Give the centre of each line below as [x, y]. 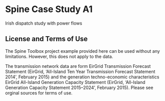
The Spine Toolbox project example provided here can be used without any [82, 51]
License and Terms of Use [46, 39]
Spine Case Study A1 [49, 9]
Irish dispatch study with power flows [44, 23]
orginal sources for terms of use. [39, 93]
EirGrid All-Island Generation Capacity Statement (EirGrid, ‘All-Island [75, 82]
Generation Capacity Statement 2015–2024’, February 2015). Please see [79, 87]
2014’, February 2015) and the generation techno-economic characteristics [82, 77]
